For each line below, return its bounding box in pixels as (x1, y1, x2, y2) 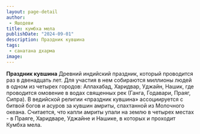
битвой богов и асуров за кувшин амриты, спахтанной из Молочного (6, 102, 185, 109)
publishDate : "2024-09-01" (6, 31, 74, 37)
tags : (6, 43, 20, 49)
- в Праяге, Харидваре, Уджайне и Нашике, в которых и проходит (6, 115, 176, 122)
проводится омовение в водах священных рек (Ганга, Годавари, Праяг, (6, 89, 191, 96)
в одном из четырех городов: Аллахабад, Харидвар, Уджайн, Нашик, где (6, 82, 194, 90)
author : (6, 14, 26, 20)
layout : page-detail (6, 8, 58, 15)
